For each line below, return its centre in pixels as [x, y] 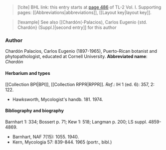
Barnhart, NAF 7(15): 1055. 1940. [45, 137]
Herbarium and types [28, 73]
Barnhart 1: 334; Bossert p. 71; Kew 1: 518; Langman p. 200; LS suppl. [76, 122]
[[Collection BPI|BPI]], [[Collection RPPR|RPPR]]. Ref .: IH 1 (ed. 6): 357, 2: [80, 84]
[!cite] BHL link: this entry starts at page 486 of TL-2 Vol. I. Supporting [89, 7]
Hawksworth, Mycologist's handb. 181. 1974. [58, 99]
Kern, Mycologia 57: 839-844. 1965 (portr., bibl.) [62, 142]
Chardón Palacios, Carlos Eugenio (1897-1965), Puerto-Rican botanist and [81, 51]
